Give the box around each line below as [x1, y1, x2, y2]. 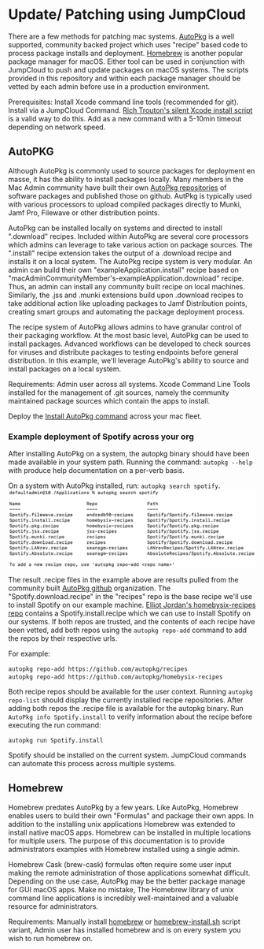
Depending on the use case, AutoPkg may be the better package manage [8, 876, 246, 886]
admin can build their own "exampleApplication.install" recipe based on [8, 265, 240, 274]
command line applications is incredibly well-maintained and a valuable [8, 893, 239, 902]
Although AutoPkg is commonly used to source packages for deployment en [8, 166, 255, 175]
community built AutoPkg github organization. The [8, 583, 171, 593]
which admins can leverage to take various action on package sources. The [8, 240, 253, 249]
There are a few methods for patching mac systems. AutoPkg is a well [8, 32, 235, 41]
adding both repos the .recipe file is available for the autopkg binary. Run [8, 704, 244, 713]
